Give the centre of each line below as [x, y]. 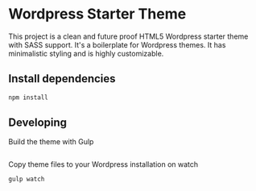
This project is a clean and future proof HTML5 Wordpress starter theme [128, 36]
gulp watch [27, 179]
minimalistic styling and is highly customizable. [86, 53]
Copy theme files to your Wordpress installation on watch [103, 164]
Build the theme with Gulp [51, 142]
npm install [28, 98]
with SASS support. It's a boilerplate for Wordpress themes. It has [117, 44]
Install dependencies [62, 79]
